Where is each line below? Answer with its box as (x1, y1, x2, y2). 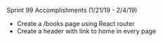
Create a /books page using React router (16, 20, 135, 27)
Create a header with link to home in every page (16, 27, 156, 35)
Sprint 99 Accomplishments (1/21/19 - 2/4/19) (6, 6, 138, 14)
